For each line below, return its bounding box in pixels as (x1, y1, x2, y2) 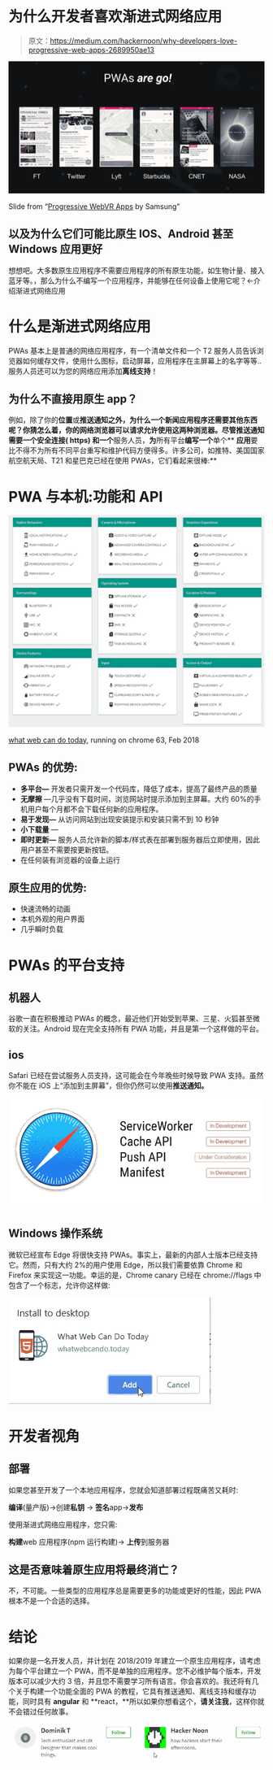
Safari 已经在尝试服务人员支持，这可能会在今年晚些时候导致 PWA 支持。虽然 (8, 1071, 264, 1081)
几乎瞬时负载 (19, 924, 63, 934)
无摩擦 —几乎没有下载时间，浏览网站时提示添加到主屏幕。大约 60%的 (19, 794, 254, 803)
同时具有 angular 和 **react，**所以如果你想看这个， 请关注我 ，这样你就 (22, 1697, 265, 1707)
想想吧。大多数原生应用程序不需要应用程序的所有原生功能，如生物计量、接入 (8, 265, 265, 275)
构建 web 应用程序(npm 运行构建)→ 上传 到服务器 (8, 1537, 170, 1546)
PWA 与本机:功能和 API (8, 487, 163, 506)
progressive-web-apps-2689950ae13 (28, 45, 154, 54)
